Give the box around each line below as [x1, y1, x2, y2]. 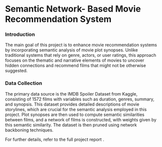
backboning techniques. [5, 127, 54, 133]
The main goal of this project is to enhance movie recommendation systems [5, 42, 157, 48]
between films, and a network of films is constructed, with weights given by [5, 116, 157, 122]
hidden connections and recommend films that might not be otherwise [5, 63, 146, 68]
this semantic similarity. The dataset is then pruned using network [5, 122, 137, 128]
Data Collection [5, 80, 42, 87]
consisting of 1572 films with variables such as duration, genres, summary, [5, 96, 155, 102]
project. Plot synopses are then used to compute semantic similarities [5, 112, 144, 117]
